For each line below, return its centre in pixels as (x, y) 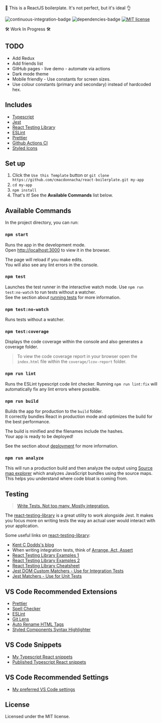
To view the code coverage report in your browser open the (77, 357)
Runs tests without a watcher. (35, 320)
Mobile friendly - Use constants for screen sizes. (61, 79)
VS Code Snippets (34, 645)
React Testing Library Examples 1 (46, 556)
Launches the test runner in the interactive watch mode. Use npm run (74, 287)
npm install (24, 191)
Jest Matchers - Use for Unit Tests (47, 576)
